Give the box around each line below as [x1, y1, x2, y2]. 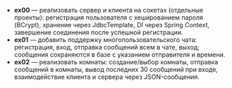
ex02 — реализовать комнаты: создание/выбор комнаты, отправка [13, 58, 219, 66]
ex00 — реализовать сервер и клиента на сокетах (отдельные [13, 6, 204, 14]
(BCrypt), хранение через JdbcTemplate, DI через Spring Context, [13, 21, 210, 29]
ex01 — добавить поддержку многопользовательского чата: [13, 36, 197, 44]
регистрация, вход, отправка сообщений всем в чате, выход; [13, 43, 200, 51]
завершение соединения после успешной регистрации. [13, 28, 183, 36]
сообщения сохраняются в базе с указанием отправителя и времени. [13, 50, 226, 59]
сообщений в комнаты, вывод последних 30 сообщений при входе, [13, 66, 219, 73]
